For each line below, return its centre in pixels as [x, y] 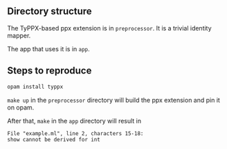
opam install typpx [35, 87]
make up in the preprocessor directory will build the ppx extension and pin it [113, 100]
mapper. [19, 35]
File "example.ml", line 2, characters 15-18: [75, 133]
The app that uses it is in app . [48, 49]
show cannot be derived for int [54, 139]
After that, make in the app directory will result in [74, 121]
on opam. [21, 107]
